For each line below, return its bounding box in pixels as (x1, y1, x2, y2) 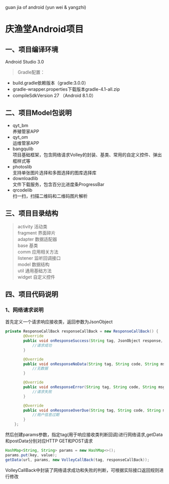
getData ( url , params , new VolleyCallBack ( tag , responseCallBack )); (5, 457, 150, 462)
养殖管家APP (12, 128, 39, 134)
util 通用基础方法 (17, 267, 52, 274)
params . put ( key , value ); (5, 452, 57, 458)
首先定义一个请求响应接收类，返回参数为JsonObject (5, 319, 113, 325)
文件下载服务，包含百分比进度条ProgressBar (12, 181, 105, 187)
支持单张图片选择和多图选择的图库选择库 (12, 169, 97, 175)
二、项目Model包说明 (5, 108, 72, 117)
